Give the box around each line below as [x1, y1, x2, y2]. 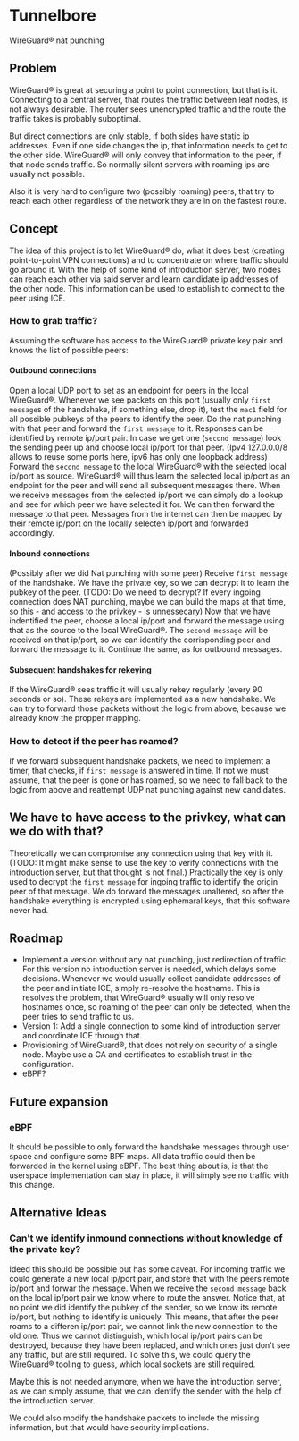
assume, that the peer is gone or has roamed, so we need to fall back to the [9, 775, 287, 785]
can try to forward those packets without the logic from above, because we [9, 703, 287, 714]
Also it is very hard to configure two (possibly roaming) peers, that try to [9, 185, 275, 197]
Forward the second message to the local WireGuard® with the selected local [9, 462, 287, 472]
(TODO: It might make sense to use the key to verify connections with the [9, 857, 279, 868]
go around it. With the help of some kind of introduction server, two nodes [9, 264, 281, 275]
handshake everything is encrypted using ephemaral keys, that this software [9, 895, 291, 906]
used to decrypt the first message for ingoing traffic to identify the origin [9, 876, 278, 886]
